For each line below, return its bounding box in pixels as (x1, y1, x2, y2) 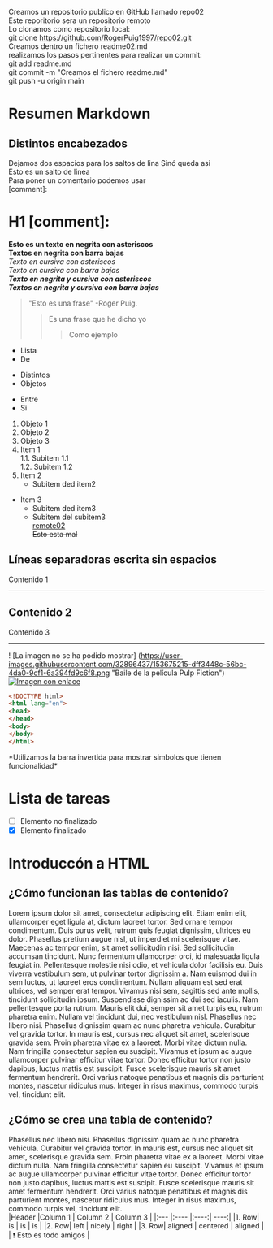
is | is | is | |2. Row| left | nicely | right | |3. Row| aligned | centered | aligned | (8, 1220, 264, 1230)
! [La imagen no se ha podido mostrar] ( (8, 650, 141, 661)
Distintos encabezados (8, 136, 128, 150)
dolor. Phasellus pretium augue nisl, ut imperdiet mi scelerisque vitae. (8, 934, 241, 943)
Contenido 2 (8, 605, 72, 620)
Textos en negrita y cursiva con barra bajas (8, 282, 160, 292)
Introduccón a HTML (8, 854, 150, 873)
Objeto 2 (19, 427, 50, 437)
